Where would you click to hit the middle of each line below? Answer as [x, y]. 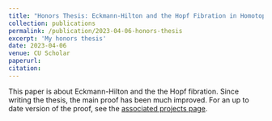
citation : [25, 69]
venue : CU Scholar [39, 53]
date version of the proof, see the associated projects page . [108, 108]
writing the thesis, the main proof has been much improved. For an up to [129, 100]
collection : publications [52, 23]
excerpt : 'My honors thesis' [57, 38]
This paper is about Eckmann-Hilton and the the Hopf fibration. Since [124, 91]
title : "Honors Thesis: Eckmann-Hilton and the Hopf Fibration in [123, 16]
